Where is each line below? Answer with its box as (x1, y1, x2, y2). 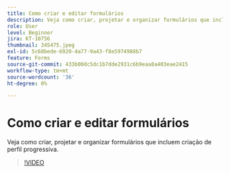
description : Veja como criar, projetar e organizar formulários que (7, 16, 210, 23)
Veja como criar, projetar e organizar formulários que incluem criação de (7, 138, 212, 146)
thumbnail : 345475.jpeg (7, 42, 75, 49)
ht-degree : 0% (7, 80, 48, 87)
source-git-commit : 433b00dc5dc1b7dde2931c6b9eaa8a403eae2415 (7, 61, 188, 68)
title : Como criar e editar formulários (7, 10, 125, 17)
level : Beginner (7, 29, 53, 36)
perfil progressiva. (7, 145, 59, 154)
